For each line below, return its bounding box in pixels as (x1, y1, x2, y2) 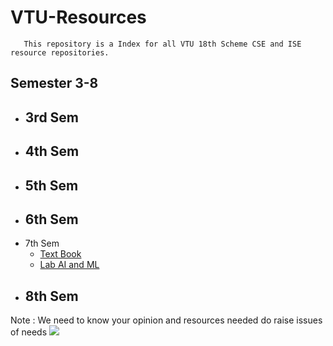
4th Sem (24, 143, 80, 160)
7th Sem (24, 237, 60, 250)
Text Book (39, 248, 82, 260)
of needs (10, 326, 48, 338)
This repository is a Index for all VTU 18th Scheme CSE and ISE (23, 39, 302, 49)
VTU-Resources (10, 6, 147, 29)
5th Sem (24, 177, 79, 194)
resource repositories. (10, 47, 110, 58)
